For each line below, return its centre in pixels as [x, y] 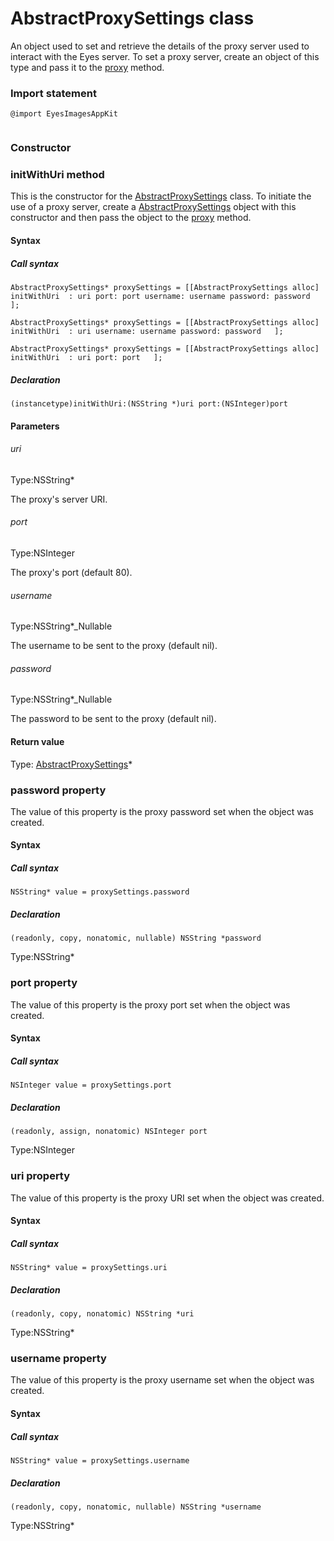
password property [58, 790]
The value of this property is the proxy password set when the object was [162, 811]
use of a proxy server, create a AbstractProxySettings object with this [153, 207]
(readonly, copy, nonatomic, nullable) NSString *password [136, 938]
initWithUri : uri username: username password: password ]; [147, 332]
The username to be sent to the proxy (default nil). [114, 646]
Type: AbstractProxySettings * [71, 764]
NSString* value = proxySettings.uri [89, 1268]
